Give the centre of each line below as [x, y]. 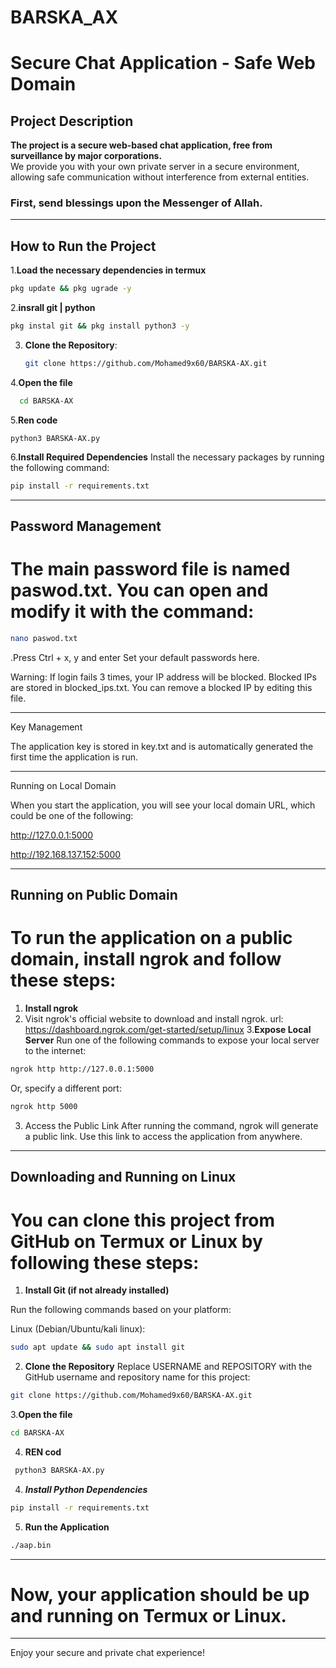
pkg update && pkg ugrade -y [71, 289]
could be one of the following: [72, 815]
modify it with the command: [132, 612]
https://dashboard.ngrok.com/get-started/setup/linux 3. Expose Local [168, 1030]
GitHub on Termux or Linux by [136, 1241]
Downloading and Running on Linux [123, 1177]
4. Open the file [41, 382]
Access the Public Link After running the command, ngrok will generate [171, 1125]
